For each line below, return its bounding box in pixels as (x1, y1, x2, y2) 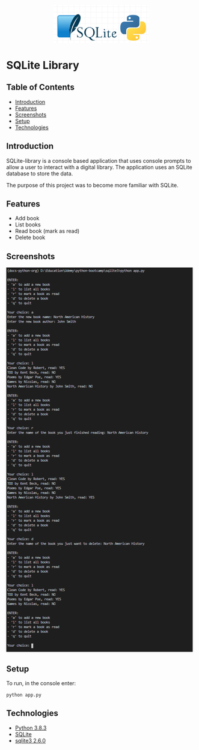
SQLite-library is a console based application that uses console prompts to (6, 157, 191, 164)
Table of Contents (6, 82, 75, 92)
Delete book (14, 234, 46, 241)
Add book (14, 215, 40, 222)
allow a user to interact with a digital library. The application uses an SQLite (6, 163, 192, 171)
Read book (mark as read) (14, 228, 80, 235)
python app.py (6, 692, 42, 698)
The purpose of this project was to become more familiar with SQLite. (6, 181, 179, 189)
